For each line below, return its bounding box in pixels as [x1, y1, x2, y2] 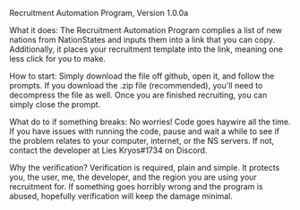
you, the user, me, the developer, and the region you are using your [9, 172, 257, 182]
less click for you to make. [9, 54, 106, 63]
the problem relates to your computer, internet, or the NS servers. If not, [9, 136, 275, 146]
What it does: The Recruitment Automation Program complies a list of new [9, 25, 282, 35]
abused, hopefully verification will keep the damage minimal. [9, 191, 233, 201]
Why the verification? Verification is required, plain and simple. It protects [9, 163, 280, 172]
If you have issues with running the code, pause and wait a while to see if [9, 126, 280, 137]
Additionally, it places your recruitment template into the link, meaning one [9, 44, 284, 55]
